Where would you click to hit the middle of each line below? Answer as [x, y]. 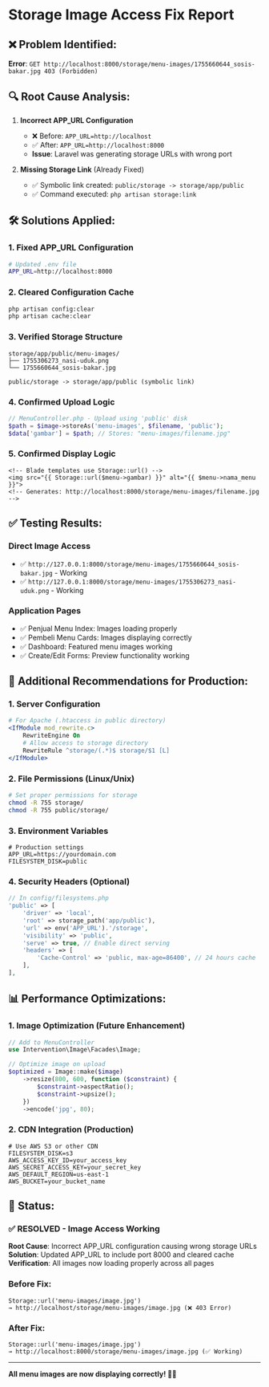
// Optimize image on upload [57, 1064]
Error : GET [24, 63]
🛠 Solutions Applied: [62, 221]
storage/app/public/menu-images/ [64, 354]
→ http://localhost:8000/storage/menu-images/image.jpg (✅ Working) [126, 1352]
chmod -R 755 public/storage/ [59, 810]
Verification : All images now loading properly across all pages [111, 1263]
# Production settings [46, 847]
